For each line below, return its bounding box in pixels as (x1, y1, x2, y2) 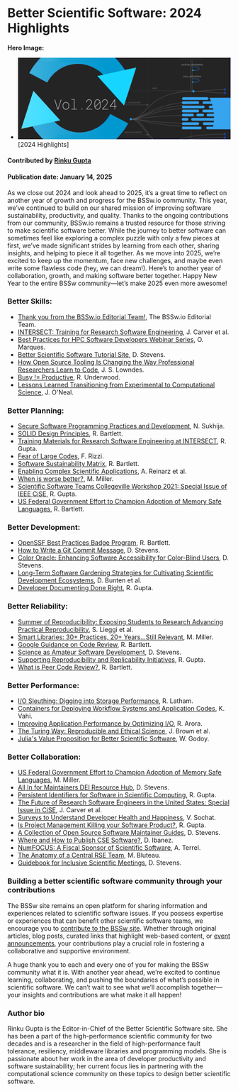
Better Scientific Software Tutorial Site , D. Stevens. (17, 350, 166, 359)
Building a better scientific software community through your (7, 876, 223, 886)
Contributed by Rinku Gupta (7, 156, 91, 165)
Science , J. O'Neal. (17, 388, 74, 397)
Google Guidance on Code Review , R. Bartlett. (17, 640, 152, 648)
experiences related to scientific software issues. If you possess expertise (7, 909, 224, 917)
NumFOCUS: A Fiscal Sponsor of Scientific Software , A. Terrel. (17, 843, 201, 852)
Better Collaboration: (7, 752, 81, 762)
